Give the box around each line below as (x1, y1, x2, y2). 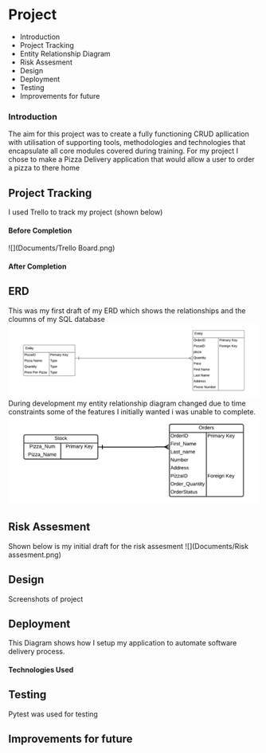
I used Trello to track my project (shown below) (8, 207, 163, 217)
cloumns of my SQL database (8, 314, 105, 324)
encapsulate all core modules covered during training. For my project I (8, 146, 239, 156)
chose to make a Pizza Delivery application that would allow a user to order (8, 155, 255, 164)
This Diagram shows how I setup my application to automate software (8, 638, 237, 648)
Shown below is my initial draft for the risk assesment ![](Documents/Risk (8, 541, 249, 551)
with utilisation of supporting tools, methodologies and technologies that (8, 138, 246, 147)
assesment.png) (8, 550, 62, 559)
